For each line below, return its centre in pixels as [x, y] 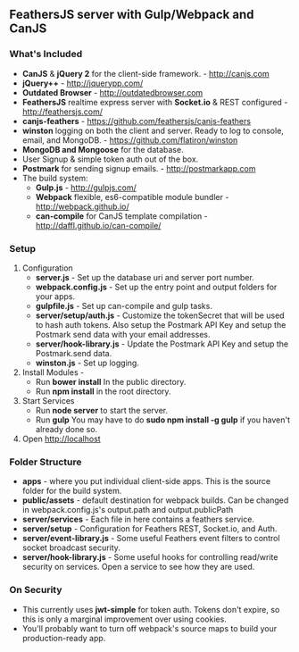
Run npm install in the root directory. [103, 391]
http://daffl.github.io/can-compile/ [98, 225]
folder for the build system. [72, 491]
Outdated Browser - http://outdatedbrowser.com [112, 92]
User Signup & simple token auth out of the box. [110, 159]
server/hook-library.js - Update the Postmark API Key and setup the [162, 344]
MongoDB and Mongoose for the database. [103, 149]
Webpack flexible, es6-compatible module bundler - [132, 196]
